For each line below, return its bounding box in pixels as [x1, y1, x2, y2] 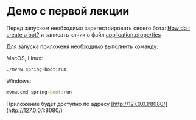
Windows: [6, 77, 32, 85]
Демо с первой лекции [6, 4, 130, 18]
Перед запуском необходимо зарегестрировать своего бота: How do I [6, 24, 191, 32]
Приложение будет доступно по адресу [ [6, 100, 114, 107]
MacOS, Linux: [6, 54, 43, 62]
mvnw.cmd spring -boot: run [6, 89, 72, 95]
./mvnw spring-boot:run [6, 66, 67, 72]
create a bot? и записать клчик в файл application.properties [6, 30, 161, 38]
